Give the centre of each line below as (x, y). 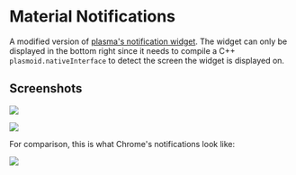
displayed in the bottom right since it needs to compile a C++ (122, 50)
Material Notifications (93, 17)
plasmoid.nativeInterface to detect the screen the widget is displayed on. (147, 60)
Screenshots (46, 88)
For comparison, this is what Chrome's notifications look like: (122, 144)
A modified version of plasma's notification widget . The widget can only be (148, 41)
